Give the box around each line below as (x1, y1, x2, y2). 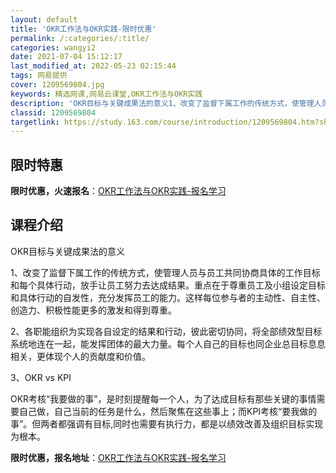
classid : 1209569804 (10, 107, 97, 118)
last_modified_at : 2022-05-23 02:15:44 (10, 61, 177, 71)
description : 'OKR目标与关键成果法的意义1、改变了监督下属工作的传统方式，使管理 (10, 98, 315, 108)
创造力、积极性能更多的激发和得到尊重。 (10, 304, 177, 316)
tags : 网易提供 (10, 71, 68, 81)
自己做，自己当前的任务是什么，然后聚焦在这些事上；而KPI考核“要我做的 (18, 405, 318, 417)
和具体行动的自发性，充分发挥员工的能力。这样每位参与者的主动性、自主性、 (10, 291, 326, 303)
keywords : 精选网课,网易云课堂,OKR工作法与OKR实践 (10, 89, 203, 99)
